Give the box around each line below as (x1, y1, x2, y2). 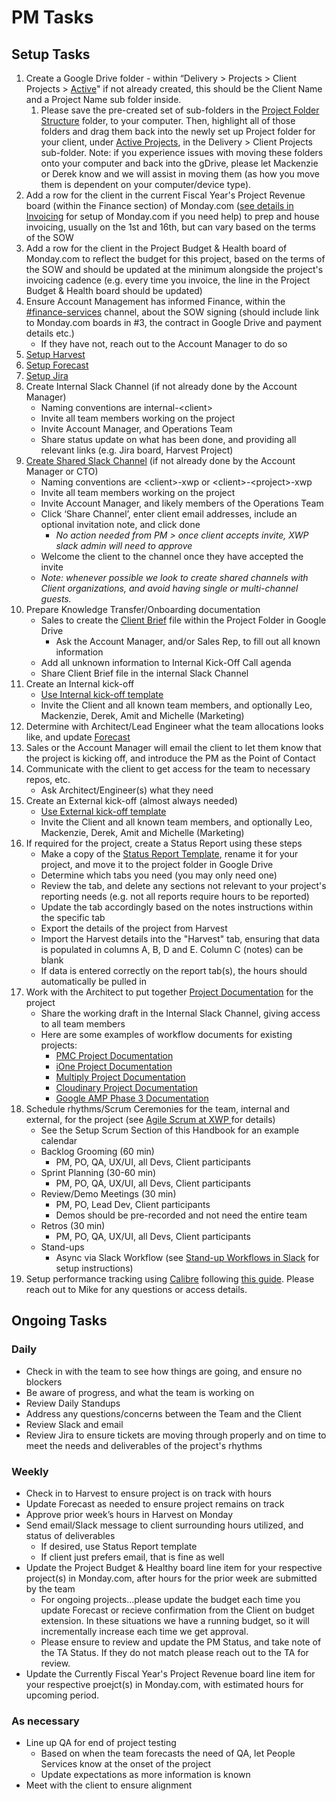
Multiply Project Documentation (55, 1071, 186, 1083)
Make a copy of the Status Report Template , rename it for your (40, 848, 299, 860)
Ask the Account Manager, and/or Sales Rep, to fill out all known (55, 636, 321, 647)
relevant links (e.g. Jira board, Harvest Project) (40, 444, 234, 456)
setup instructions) (55, 1262, 134, 1274)
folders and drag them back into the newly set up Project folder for (40, 126, 316, 137)
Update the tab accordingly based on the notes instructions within (40, 901, 314, 913)
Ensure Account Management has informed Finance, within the (25, 296, 286, 307)
